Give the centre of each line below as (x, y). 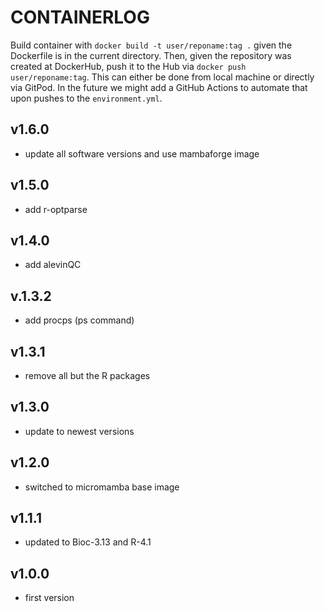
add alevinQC (53, 265)
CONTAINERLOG (80, 17)
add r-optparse (56, 209)
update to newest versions (79, 431)
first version (49, 598)
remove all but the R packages (87, 375)
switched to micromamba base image (102, 487)
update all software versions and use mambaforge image (142, 153)
